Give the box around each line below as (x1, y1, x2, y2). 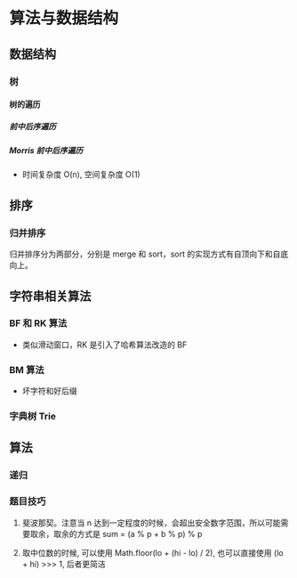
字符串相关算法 (9, 289, 92, 304)
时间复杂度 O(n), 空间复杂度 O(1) (21, 169, 140, 180)
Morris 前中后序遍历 (9, 145, 84, 156)
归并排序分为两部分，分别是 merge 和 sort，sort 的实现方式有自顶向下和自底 (9, 248, 289, 259)
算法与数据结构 (9, 8, 119, 28)
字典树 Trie (9, 411, 56, 423)
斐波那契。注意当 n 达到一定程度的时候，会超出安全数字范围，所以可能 (21, 517, 281, 528)
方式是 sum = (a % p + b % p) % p (76, 528, 203, 539)
